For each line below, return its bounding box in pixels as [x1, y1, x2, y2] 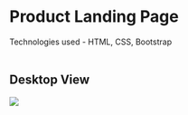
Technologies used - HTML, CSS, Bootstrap [9, 36, 173, 47]
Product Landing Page [9, 6, 179, 27]
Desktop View [9, 72, 90, 88]
